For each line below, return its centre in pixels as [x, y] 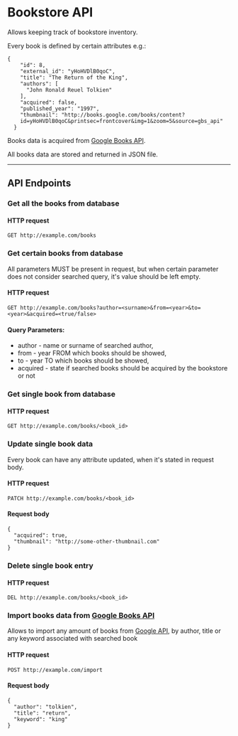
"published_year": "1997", [60, 108]
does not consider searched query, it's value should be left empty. [104, 276]
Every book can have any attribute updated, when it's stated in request [111, 459]
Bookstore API [50, 12]
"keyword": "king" [41, 719]
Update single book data [50, 444]
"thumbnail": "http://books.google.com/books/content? [103, 114]
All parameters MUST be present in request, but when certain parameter [113, 269]
